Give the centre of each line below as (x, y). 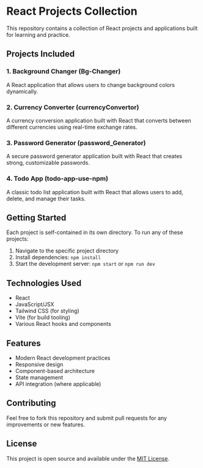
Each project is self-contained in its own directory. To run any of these (95, 232)
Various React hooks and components (63, 324)
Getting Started (36, 218)
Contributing (31, 403)
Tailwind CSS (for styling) (47, 311)
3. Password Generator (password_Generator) (76, 143)
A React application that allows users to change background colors (91, 85)
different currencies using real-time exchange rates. (72, 127)
